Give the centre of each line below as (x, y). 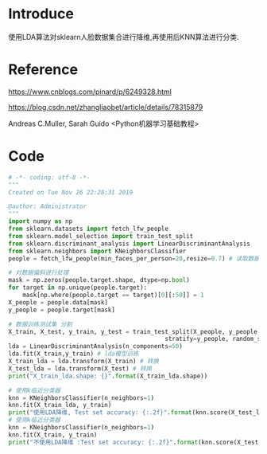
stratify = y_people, (196, 339)
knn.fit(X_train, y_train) (53, 435)
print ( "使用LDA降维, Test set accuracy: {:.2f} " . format (100, 413)
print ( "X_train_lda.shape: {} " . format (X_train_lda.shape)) (108, 376)
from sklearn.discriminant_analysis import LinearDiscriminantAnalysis (129, 244)
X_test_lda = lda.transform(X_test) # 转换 (80, 368)
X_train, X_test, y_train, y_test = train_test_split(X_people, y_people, (135, 331)
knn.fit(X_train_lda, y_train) (60, 405)
